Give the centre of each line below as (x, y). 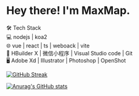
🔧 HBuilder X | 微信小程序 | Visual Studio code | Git (69, 53)
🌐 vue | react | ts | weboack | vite (48, 46)
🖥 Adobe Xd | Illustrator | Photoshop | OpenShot (66, 60)
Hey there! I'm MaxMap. (68, 11)
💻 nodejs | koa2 (27, 36)
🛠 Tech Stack (24, 27)
